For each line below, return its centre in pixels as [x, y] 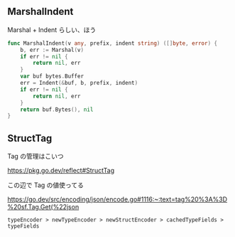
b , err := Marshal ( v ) [52, 50]
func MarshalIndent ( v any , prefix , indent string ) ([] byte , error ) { [113, 43]
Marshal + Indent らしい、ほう [52, 30]
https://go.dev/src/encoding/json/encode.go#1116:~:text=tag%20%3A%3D [117, 199]
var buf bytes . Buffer [52, 77]
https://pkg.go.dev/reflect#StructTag [61, 171]
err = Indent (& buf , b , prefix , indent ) [79, 83]
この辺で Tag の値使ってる [45, 185]
